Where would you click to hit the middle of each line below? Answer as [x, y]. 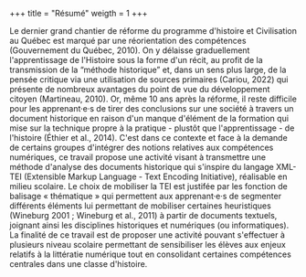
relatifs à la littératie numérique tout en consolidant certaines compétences [151, 254]
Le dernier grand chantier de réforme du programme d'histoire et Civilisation [153, 31]
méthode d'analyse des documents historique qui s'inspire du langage [142, 167]
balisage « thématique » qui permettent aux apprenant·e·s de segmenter [145, 196]
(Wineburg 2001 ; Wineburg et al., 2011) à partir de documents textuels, [143, 215]
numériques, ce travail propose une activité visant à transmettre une [138, 157]
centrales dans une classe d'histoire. [79, 264]
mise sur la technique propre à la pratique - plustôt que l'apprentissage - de [152, 128]
